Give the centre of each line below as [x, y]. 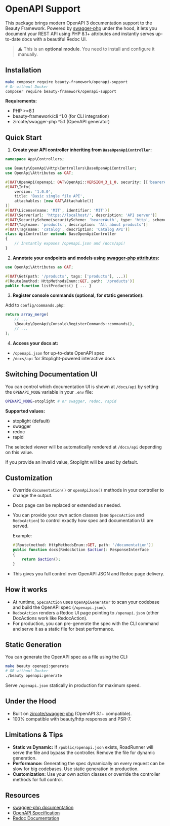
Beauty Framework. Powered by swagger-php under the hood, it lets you [81, 28]
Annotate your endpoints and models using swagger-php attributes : [86, 258]
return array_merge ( [27, 315]
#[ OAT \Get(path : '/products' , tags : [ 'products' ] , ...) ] [67, 276]
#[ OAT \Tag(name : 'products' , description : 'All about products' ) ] [77, 225]
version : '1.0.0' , [34, 192]
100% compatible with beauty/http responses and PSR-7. [72, 719]
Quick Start [24, 137]
